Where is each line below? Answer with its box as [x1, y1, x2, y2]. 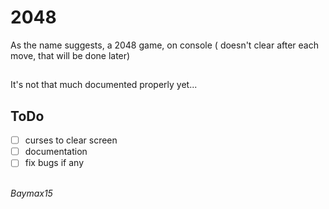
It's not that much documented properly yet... [10, 79, 198, 91]
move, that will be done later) [10, 49, 131, 61]
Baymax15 [10, 187, 53, 200]
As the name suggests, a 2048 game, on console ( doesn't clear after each [10, 39, 319, 51]
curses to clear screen [24, 134, 118, 146]
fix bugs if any [24, 157, 85, 169]
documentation [24, 146, 88, 158]
